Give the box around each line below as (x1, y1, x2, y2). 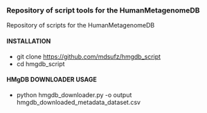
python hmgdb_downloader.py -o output (16, 90, 132, 99)
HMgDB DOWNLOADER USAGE (6, 75, 98, 84)
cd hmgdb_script (16, 59, 65, 68)
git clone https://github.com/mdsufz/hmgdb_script (16, 52, 161, 61)
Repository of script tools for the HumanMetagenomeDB (6, 6, 200, 15)
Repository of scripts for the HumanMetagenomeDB (6, 21, 155, 30)
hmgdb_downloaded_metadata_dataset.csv (16, 98, 141, 106)
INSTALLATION (6, 37, 51, 45)
